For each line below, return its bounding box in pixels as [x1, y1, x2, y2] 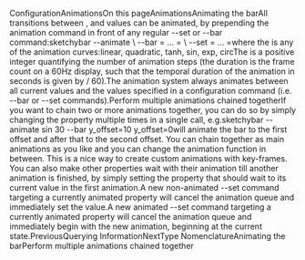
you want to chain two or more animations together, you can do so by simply [9, 105, 297, 115]
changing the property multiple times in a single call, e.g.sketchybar [9, 114, 264, 125]
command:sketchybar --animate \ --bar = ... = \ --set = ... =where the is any [9, 36, 294, 47]
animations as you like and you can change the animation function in [9, 143, 267, 154]
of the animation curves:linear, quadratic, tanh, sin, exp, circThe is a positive [9, 47, 295, 57]
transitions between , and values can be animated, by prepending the [9, 17, 269, 28]
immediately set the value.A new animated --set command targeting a [9, 202, 271, 213]
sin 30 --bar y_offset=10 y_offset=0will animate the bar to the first [41, 124, 288, 135]
